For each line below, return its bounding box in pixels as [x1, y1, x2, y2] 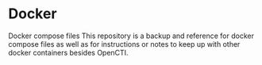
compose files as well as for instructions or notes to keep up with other [8, 39, 241, 48]
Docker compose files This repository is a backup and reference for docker [8, 31, 254, 40]
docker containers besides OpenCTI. [8, 48, 129, 57]
